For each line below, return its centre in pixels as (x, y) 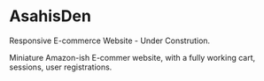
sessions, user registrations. (61, 67)
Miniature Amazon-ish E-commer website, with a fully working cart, (132, 57)
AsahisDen (50, 16)
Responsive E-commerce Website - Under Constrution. (110, 40)
